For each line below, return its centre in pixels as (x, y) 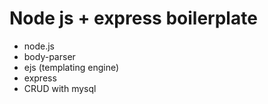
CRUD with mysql (60, 88)
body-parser (49, 56)
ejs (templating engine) (71, 67)
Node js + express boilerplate (133, 18)
